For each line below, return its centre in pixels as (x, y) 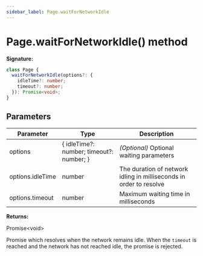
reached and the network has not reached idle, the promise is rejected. (95, 246)
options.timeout (32, 197)
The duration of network (154, 169)
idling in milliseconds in (152, 176)
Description (156, 134)
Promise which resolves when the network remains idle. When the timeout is (101, 240)
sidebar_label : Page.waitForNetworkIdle (58, 12)
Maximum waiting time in (155, 194)
